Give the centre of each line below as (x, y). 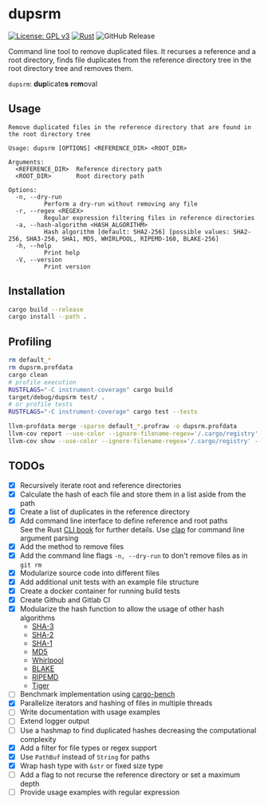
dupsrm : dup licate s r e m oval (53, 84)
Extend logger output (55, 721)
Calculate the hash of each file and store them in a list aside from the (133, 494)
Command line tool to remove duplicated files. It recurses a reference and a (132, 51)
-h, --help (33, 245)
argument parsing (49, 538)
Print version (67, 267)
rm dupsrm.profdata (41, 367)
